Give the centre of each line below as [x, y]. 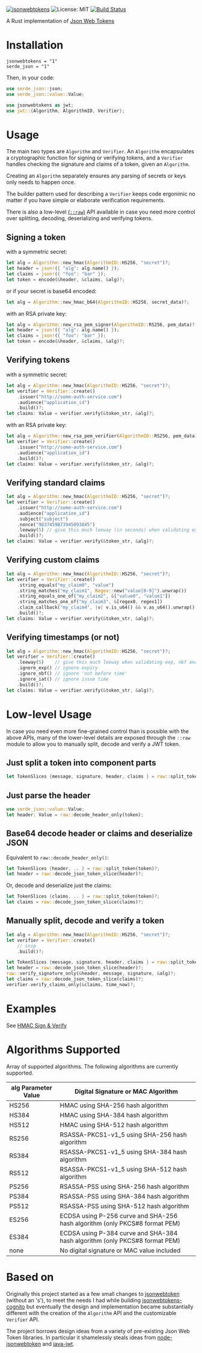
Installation [35, 45]
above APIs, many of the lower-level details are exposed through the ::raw [98, 737]
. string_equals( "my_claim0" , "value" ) [66, 585]
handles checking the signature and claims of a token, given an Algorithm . [98, 164]
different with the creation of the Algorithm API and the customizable [91, 1313]
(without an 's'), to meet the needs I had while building [74, 1300]
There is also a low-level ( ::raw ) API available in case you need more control [101, 212]
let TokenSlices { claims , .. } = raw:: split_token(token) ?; [83, 897]
